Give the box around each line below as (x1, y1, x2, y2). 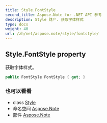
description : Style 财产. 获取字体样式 (5, 17, 84, 22)
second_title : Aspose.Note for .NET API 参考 (5, 12, 102, 17)
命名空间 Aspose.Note (12, 105, 60, 111)
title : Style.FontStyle (5, 7, 56, 13)
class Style (12, 99, 36, 105)
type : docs (5, 21, 29, 27)
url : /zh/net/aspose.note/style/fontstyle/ (5, 31, 99, 36)
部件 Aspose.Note (12, 112, 50, 118)
